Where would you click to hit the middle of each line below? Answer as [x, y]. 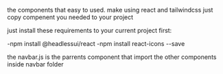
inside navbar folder [35, 64]
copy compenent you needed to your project [70, 17]
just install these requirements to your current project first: [90, 30]
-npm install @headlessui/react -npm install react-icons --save [96, 44]
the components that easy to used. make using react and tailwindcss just [110, 10]
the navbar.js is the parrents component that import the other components [112, 57]
